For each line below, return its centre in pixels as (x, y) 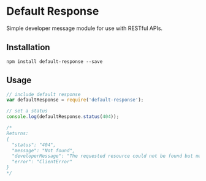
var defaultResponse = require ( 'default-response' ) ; (75, 100)
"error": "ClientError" (42, 162)
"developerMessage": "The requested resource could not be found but (102, 156)
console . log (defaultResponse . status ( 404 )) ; (63, 117)
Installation (28, 47)
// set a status (27, 111)
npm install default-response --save (55, 61)
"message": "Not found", (44, 150)
